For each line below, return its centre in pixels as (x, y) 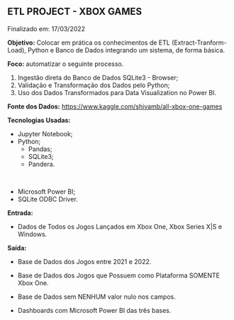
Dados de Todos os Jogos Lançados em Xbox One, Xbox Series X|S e (119, 226)
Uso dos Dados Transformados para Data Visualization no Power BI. (117, 92)
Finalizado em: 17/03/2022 (46, 28)
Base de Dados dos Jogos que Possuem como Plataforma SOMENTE (119, 275)
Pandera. (41, 164)
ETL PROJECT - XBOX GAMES (75, 12)
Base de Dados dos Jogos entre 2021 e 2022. (84, 261)
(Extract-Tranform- (199, 43)
